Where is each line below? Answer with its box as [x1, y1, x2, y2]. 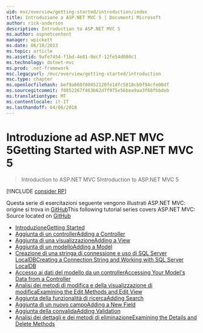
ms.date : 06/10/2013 [6, 43, 59, 49]
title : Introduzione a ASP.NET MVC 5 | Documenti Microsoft [6, 15, 162, 21]
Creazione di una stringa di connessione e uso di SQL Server [15, 250, 167, 257]
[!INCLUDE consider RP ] [6, 188, 67, 195]
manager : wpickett [6, 37, 53, 43]
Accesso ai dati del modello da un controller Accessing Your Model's [15, 269, 185, 276]
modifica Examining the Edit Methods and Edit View [15, 288, 142, 296]
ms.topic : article [6, 48, 53, 54]
